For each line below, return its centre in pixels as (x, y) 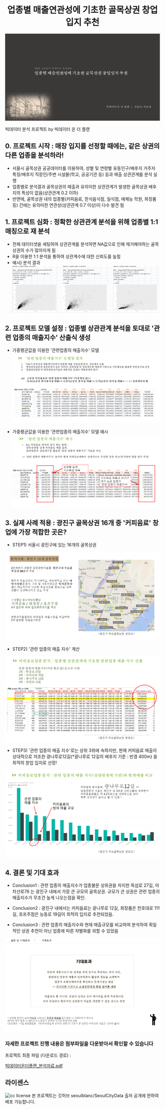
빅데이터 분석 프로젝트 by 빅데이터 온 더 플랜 (47, 129)
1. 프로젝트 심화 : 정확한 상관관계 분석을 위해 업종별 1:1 (82, 222)
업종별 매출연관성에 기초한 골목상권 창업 (82, 10)
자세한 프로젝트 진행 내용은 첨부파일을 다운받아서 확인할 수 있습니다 (79, 1044)
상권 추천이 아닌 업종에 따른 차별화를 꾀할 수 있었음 (70, 931)
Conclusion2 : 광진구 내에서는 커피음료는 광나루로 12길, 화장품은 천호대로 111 (86, 908)
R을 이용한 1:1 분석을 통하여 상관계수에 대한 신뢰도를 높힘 (66, 256)
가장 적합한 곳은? (43, 532)
